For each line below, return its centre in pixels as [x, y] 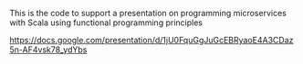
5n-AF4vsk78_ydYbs [48, 50]
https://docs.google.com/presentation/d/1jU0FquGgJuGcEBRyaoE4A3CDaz [151, 40]
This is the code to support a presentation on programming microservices [148, 13]
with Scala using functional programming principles [106, 23]
